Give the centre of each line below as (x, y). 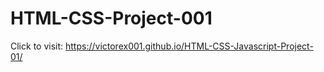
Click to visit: (37, 46)
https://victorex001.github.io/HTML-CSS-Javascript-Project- (189, 46)
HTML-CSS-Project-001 (111, 18)
